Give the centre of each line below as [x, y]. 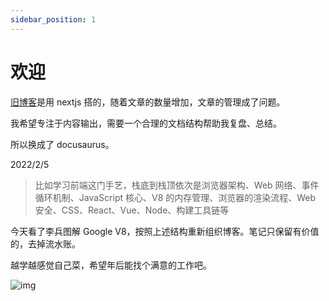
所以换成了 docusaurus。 [62, 144]
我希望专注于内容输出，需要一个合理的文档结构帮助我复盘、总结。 [146, 123]
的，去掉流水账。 [45, 243]
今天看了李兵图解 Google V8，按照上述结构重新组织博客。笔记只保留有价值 [165, 231]
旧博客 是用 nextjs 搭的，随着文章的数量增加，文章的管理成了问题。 [148, 102]
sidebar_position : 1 [53, 19]
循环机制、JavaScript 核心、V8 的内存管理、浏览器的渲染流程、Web [175, 197]
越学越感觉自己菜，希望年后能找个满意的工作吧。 [111, 265]
